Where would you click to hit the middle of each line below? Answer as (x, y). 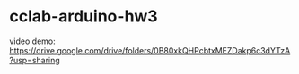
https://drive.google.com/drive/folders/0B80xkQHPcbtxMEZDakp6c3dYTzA (150, 50)
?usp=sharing (35, 60)
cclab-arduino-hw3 (84, 16)
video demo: (32, 41)
